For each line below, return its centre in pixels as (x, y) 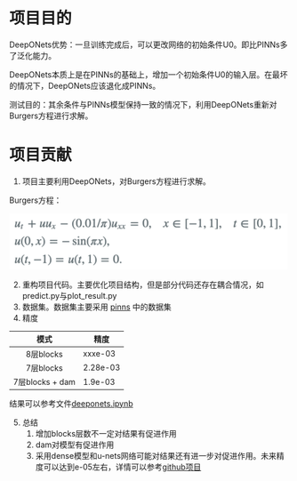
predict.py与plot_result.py (69, 295)
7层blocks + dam (44, 382)
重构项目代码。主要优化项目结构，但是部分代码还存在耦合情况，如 (143, 285)
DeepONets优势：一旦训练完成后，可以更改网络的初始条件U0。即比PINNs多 (148, 44)
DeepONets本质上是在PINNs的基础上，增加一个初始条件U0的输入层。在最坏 (148, 74)
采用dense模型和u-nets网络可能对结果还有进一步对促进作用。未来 (156, 455)
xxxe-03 (99, 354)
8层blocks (44, 354)
